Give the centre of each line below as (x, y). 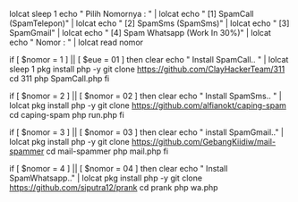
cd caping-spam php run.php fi (67, 115)
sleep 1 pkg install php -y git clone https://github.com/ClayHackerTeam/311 (147, 69)
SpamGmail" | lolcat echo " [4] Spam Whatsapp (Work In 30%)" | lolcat (140, 33)
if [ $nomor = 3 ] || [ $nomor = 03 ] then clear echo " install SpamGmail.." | (147, 132)
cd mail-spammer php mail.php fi (107, 151)
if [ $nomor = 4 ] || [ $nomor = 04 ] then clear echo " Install (119, 168)
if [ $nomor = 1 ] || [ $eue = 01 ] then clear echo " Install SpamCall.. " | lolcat (149, 59)
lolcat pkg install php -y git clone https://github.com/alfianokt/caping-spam (148, 105)
